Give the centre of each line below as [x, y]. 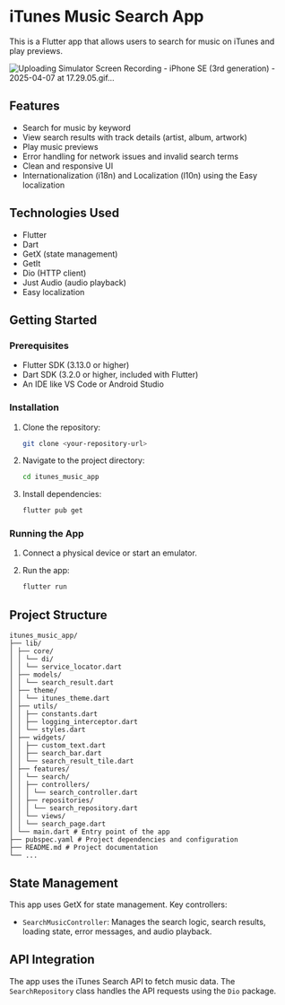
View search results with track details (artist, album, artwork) [135, 137]
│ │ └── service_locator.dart [66, 667]
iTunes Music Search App [107, 17]
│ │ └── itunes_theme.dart [60, 699]
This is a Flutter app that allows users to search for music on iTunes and [142, 41]
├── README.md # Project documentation [84, 848]
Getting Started [53, 320]
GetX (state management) [70, 254]
